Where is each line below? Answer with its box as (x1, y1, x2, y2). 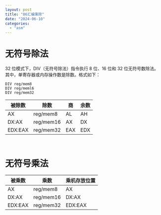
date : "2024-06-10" (5, 16, 45, 21)
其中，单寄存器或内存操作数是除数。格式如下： (5, 72, 100, 78)
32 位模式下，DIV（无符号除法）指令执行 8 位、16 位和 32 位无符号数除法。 (5, 66, 159, 72)
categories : (5, 21, 30, 26)
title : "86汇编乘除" (5, 12, 44, 17)
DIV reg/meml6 (5, 86, 35, 91)
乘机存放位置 (66, 177, 96, 184)
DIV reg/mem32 (5, 90, 35, 95)
